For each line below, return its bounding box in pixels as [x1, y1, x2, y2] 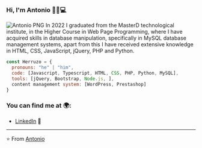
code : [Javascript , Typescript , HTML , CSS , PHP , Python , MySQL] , [11, 70, 179, 76]
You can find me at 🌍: [6, 102, 72, 110]
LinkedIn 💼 [14, 117, 41, 125]
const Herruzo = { [6, 59, 52, 65]
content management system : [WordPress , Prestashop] [11, 81, 147, 87]
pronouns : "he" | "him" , [11, 64, 74, 71]
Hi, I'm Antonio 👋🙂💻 [6, 5, 67, 14]
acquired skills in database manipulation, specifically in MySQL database [6, 34, 187, 42]
